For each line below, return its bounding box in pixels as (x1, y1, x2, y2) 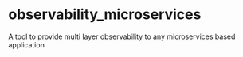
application (8, 40, 45, 49)
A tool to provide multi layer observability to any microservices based (8, 32, 236, 41)
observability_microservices (8, 6, 202, 24)
